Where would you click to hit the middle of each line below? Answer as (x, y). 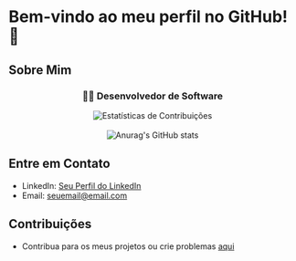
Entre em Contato (59, 164)
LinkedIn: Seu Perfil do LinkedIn (81, 185)
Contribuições (50, 224)
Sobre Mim (40, 70)
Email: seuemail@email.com (74, 195)
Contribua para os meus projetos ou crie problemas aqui (128, 246)
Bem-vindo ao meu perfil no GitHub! (148, 17)
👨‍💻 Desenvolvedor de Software (153, 96)
